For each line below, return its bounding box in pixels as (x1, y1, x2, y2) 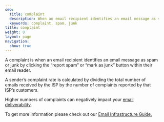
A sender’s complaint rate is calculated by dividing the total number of (5, 77, 146, 82)
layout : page (5, 35, 32, 40)
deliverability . (5, 102, 32, 107)
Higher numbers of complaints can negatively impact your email (5, 96, 134, 102)
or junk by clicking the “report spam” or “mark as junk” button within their (5, 62, 153, 68)
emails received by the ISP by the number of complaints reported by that (5, 81, 151, 88)
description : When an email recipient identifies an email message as (9, 16, 156, 21)
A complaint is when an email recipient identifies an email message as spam (5, 57, 158, 62)
